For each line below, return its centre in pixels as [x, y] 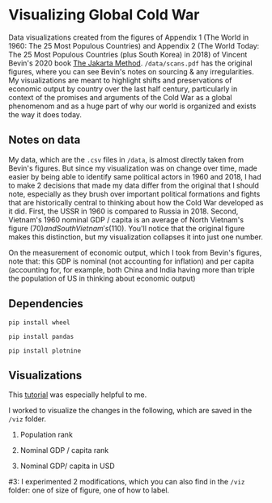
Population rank [46, 435]
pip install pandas [41, 336]
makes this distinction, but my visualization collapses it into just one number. [136, 237]
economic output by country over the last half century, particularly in [123, 89]
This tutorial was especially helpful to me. [78, 395]
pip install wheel [39, 322]
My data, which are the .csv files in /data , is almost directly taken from [126, 159]
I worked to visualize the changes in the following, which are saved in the [130, 411]
